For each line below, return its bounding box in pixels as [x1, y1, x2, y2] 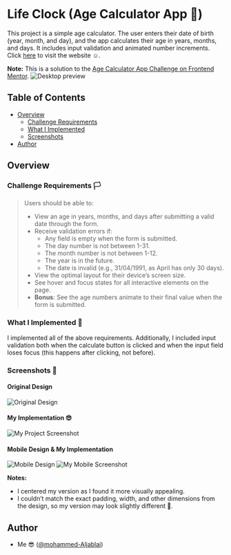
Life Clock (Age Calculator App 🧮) [7, 6, 203, 22]
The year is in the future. [44, 256, 115, 265]
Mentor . [7, 72, 30, 80]
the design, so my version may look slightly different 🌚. [17, 502, 174, 510]
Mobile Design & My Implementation [7, 445, 114, 453]
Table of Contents [7, 92, 86, 104]
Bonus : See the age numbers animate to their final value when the [34, 293, 223, 301]
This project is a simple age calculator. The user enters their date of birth [7, 29, 214, 37]
